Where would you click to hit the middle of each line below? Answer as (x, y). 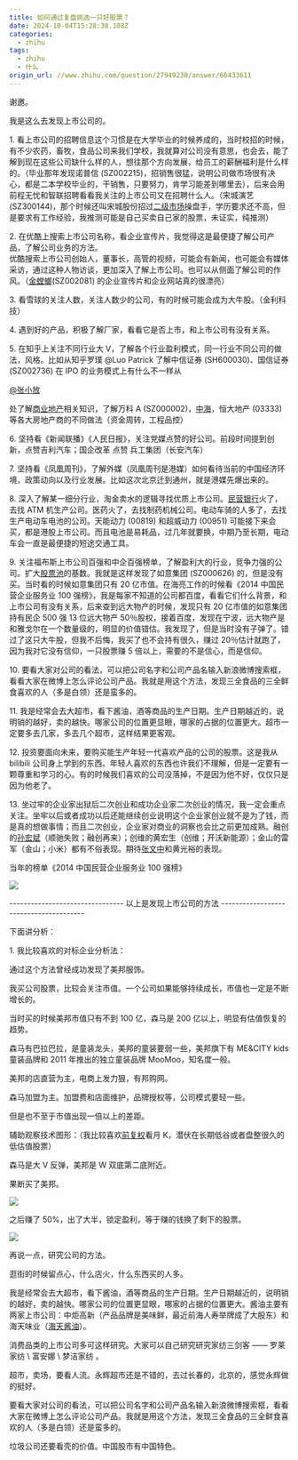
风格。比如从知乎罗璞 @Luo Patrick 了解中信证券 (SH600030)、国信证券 (157, 359)
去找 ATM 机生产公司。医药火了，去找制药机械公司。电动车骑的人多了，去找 (148, 509)
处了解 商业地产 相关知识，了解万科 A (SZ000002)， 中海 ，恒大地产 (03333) (145, 408)
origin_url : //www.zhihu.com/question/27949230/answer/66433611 (130, 76)
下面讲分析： (32, 931)
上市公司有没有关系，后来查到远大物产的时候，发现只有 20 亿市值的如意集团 (149, 606)
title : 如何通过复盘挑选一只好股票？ (70, 17)
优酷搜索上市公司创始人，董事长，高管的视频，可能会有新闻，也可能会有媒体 (149, 258)
